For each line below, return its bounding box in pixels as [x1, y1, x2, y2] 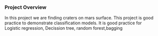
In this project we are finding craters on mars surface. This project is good [4, 15, 154, 21]
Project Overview [4, 4, 47, 11]
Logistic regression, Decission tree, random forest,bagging [4, 25, 123, 31]
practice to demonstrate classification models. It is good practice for [4, 20, 142, 26]
